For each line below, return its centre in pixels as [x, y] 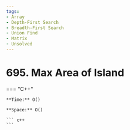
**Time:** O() [23, 100]
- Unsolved [19, 44]
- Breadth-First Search [35, 28]
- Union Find [22, 33]
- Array [16, 17]
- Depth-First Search [32, 22]
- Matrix [17, 38]
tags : [13, 11]
